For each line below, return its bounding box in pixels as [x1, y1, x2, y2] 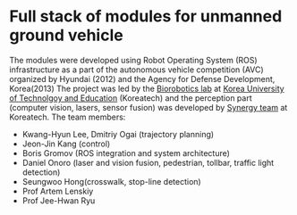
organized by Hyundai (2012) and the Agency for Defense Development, [9, 73, 276, 84]
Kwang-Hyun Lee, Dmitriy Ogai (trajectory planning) [21, 128, 215, 139]
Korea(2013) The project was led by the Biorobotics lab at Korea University [9, 83, 284, 94]
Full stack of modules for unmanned [9, 6, 283, 27]
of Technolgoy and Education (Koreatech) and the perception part [9, 92, 252, 103]
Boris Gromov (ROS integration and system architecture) [21, 147, 231, 158]
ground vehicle [9, 25, 123, 45]
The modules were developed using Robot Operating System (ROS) [9, 54, 258, 65]
